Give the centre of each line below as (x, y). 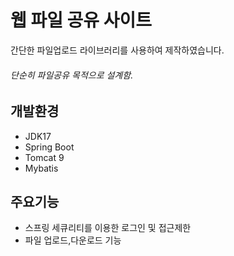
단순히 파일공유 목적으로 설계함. (72, 75)
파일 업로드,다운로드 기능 (73, 240)
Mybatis (41, 168)
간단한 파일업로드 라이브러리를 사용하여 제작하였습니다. (117, 50)
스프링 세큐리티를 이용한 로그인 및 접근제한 (108, 228)
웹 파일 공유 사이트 (81, 20)
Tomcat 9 (44, 157)
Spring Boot (49, 147)
